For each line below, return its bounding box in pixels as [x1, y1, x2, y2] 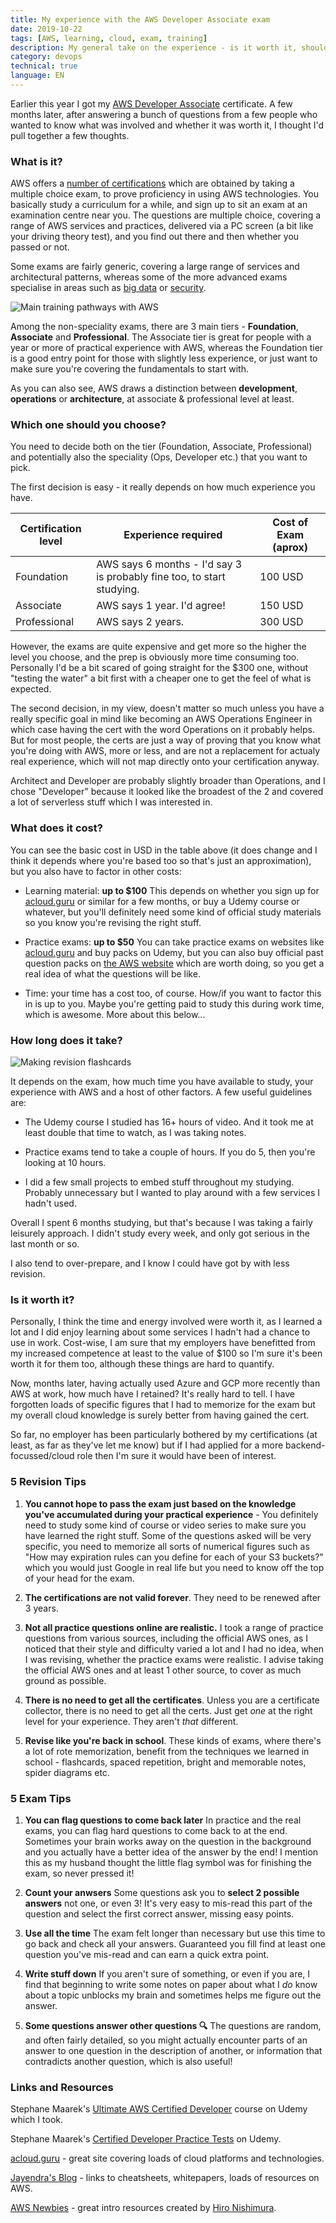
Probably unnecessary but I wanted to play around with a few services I [24, 1187, 321, 1199]
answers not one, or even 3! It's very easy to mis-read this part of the [24, 1897, 313, 1909]
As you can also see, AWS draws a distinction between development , [10, 382, 298, 395]
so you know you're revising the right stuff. [24, 916, 202, 928]
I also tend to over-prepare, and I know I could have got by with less [10, 1257, 290, 1270]
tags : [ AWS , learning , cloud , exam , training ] [10, 33, 208, 43]
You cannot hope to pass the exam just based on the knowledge [24, 1497, 297, 1510]
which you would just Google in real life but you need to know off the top [24, 1561, 325, 1573]
